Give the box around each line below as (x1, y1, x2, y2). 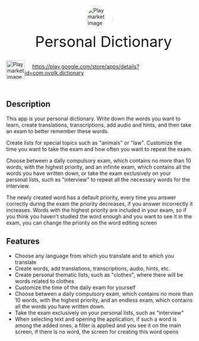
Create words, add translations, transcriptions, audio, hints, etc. (14, 265, 170, 272)
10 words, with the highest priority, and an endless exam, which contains (14, 296, 193, 304)
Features (6, 236, 40, 246)
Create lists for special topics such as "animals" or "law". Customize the (6, 139, 182, 146)
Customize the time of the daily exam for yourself (14, 284, 136, 291)
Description (6, 99, 50, 110)
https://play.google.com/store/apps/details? (32, 63, 140, 70)
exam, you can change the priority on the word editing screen (6, 219, 157, 226)
